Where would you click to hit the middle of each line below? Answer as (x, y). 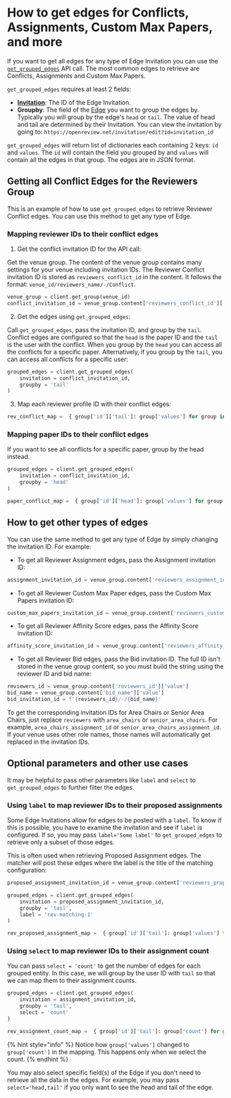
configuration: (27, 871)
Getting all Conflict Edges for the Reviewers (102, 182)
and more (35, 42)
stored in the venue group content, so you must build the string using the (120, 667)
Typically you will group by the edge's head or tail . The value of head (116, 117)
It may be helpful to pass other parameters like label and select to (101, 780)
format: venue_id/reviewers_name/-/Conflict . (71, 285)
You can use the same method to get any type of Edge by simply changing (113, 539)
